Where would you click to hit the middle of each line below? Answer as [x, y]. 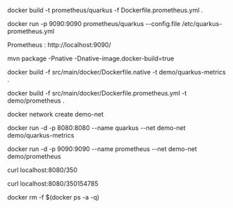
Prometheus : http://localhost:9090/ [59, 45]
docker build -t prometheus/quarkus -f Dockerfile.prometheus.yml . [105, 10]
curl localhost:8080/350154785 [53, 183]
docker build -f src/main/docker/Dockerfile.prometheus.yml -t [97, 93]
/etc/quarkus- [202, 24]
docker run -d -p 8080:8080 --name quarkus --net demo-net [96, 128]
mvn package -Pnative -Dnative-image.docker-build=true [91, 58]
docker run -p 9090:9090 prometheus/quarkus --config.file [94, 24]
